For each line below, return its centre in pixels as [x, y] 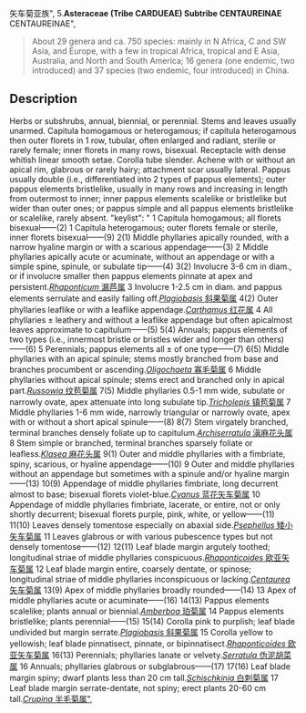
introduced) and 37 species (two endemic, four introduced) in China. [160, 70]
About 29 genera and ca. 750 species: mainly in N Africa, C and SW [159, 41]
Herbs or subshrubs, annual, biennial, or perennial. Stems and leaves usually [153, 120]
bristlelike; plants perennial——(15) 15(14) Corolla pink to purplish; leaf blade [153, 621]
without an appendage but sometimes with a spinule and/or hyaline [135, 473]
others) [270, 339]
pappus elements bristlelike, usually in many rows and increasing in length [149, 189]
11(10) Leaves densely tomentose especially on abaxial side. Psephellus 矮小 [151, 525]
